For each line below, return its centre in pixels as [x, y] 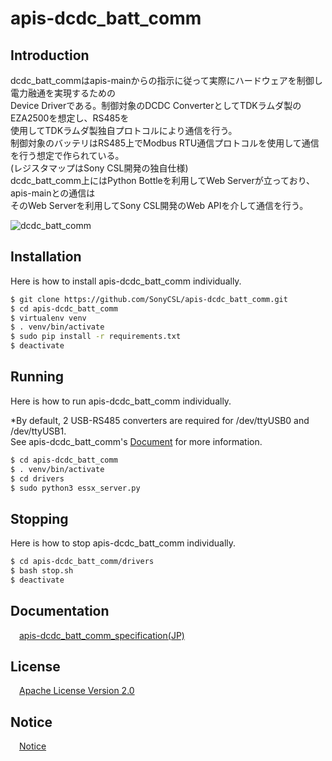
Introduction [50, 55]
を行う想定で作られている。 [67, 155]
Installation [46, 257]
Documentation [60, 611]
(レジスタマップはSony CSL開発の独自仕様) [99, 168]
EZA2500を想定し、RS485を [70, 118]
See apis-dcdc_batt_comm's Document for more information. [136, 441]
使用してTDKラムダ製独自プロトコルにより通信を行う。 [124, 130]
